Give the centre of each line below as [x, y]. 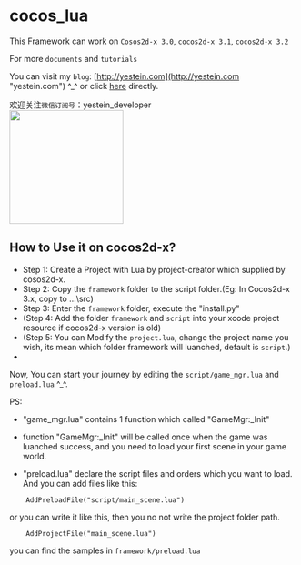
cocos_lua [49, 16]
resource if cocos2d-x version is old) [92, 328]
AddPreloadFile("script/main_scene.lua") [105, 500]
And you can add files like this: [80, 483]
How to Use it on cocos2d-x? [93, 248]
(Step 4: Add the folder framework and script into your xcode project [151, 318]
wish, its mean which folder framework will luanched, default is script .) [156, 347]
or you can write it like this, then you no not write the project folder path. [145, 517]
